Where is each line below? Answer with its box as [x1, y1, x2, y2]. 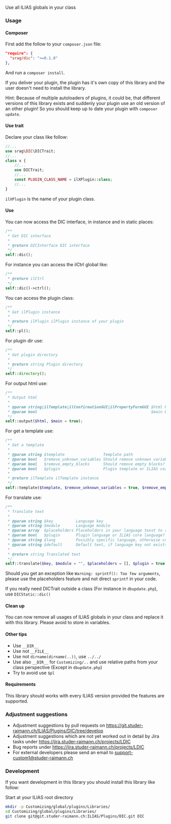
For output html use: [5, 380, 48, 387]
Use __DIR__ [12, 642, 39, 649]
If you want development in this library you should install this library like [5, 779, 155, 785]
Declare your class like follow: [5, 134, 68, 140]
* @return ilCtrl [7, 276, 44, 281]
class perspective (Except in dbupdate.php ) [12, 664, 103, 670]
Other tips [5, 631, 27, 637]
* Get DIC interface [7, 233, 51, 239]
